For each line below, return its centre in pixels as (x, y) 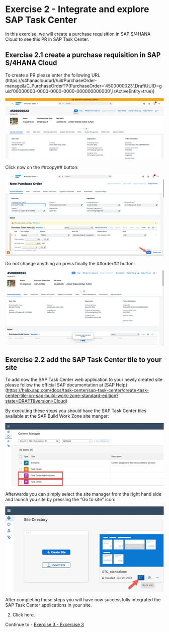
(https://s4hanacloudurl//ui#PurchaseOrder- (51, 80)
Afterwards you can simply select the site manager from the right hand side (83, 494)
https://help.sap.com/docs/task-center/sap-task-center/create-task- (78, 390)
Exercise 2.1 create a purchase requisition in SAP (83, 55)
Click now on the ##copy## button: (42, 167)
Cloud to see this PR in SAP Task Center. (47, 39)
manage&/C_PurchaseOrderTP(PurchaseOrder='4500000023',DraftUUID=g (83, 86)
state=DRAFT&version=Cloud (36, 401)
